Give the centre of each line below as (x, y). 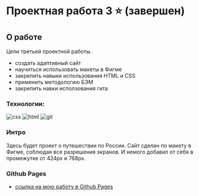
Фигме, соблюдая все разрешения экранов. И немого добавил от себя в (100, 152)
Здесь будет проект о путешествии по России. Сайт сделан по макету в (99, 145)
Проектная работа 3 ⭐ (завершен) (96, 11)
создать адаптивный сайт (48, 63)
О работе (24, 37)
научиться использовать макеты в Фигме (68, 69)
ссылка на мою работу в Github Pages (64, 186)
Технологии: (25, 103)
